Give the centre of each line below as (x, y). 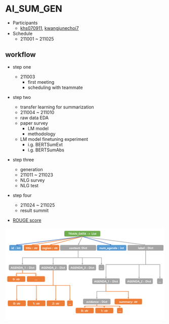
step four (22, 195)
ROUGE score (27, 220)
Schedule (23, 33)
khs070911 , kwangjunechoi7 (50, 28)
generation (31, 169)
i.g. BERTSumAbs (46, 150)
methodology (41, 134)
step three (23, 159)
